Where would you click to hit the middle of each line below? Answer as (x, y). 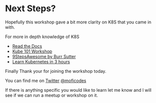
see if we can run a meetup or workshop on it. (52, 95)
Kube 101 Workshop (32, 51)
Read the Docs (27, 46)
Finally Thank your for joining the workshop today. (56, 71)
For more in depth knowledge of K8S (42, 37)
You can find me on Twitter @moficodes (46, 81)
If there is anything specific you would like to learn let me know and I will (78, 90)
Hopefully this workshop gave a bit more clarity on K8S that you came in (78, 22)
